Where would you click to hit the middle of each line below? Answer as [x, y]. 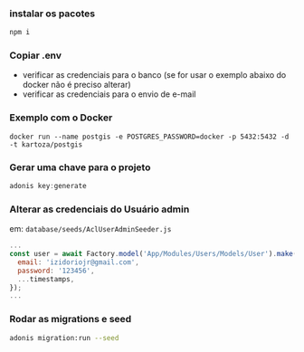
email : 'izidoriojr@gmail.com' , [79, 262]
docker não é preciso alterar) [76, 85]
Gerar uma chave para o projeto [80, 167]
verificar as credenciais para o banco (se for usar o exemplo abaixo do [154, 75]
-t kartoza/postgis [46, 144]
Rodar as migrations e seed [71, 319]
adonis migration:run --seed [64, 338]
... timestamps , [46, 279]
